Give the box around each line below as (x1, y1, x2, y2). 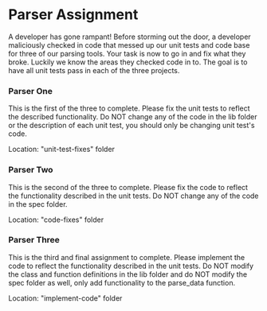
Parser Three (8, 235, 60, 246)
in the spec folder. (8, 199, 68, 208)
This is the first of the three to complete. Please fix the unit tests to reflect (8, 103, 250, 113)
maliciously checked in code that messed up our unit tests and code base (8, 40, 250, 49)
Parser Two (8, 165, 53, 176)
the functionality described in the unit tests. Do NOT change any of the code (8, 191, 259, 200)
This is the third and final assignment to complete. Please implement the (8, 252, 245, 262)
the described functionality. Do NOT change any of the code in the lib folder (8, 112, 257, 122)
